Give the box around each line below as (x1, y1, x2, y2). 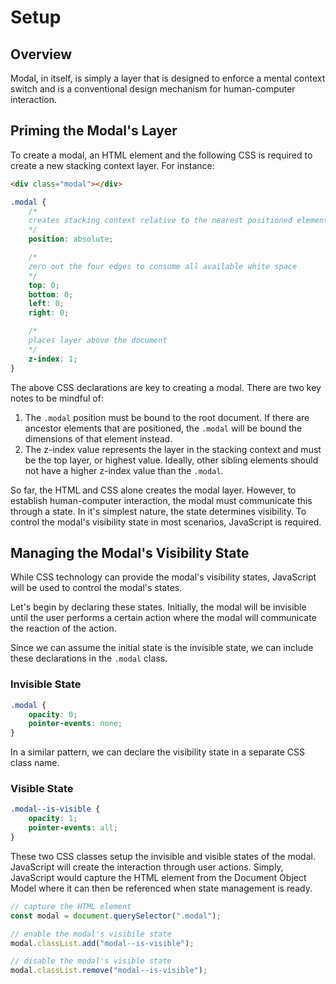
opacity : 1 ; (28, 814, 78, 824)
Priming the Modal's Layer (10, 122, 178, 140)
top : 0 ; (28, 280, 60, 290)
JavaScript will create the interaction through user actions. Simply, (10, 861, 284, 873)
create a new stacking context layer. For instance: (10, 159, 215, 171)
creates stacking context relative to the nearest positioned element (28, 216, 329, 226)
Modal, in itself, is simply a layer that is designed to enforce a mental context (10, 72, 326, 84)
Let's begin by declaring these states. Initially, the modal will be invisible (10, 601, 307, 613)
